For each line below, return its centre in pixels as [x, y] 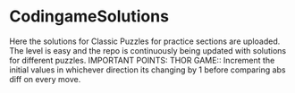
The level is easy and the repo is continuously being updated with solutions [148, 50]
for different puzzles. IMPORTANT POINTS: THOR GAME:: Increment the [142, 60]
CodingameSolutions [89, 17]
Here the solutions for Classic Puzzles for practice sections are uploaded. [145, 41]
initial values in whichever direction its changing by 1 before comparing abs [147, 70]
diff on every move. [45, 79]
